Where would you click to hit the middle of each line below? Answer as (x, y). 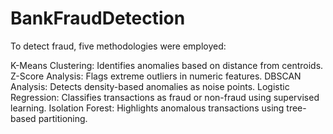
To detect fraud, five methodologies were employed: (118, 46)
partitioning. (63, 118)
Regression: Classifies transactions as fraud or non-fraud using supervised (165, 97)
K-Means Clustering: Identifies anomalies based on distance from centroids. (167, 65)
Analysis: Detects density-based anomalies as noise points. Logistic (150, 86)
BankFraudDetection (98, 18)
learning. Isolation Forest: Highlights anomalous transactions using (147, 108)
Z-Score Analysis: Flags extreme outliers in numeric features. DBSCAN (156, 76)
